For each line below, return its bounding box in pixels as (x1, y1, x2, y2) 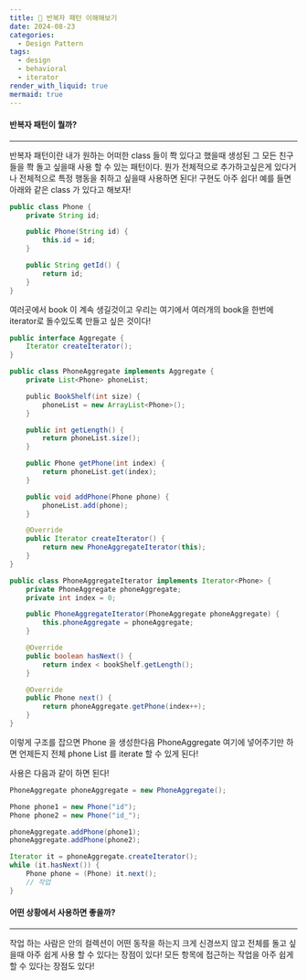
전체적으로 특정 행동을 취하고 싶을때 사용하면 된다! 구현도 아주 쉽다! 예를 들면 (18, 173, 292, 184)
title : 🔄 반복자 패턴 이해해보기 (9, 13, 118, 23)
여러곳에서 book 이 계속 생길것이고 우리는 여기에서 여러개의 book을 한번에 (9, 303, 274, 315)
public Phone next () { (26, 693, 112, 703)
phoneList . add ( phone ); (42, 501, 129, 510)
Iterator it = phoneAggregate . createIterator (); (9, 852, 198, 861)
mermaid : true (9, 90, 64, 99)
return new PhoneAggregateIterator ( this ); (42, 543, 206, 553)
